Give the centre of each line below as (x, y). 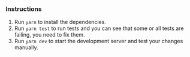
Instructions (24, 9)
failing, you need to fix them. (49, 35)
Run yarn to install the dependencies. (60, 22)
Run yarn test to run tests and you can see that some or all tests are (99, 28)
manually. (26, 47)
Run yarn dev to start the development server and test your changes (99, 41)
